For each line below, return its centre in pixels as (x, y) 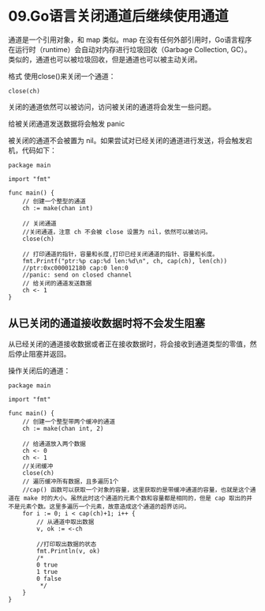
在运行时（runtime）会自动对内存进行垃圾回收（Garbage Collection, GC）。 (130, 49)
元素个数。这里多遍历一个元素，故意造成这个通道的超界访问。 (105, 507)
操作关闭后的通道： (39, 370)
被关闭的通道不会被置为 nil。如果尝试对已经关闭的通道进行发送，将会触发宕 (130, 140)
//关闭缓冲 (38, 466)
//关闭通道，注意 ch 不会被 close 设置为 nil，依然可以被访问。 (117, 232)
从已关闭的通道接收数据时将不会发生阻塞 (106, 324)
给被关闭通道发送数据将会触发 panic (67, 123)
